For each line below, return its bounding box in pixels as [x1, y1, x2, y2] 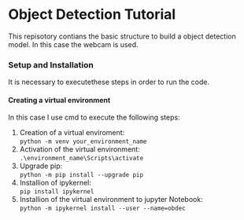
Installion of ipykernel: [19, 178, 92, 188]
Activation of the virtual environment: [19, 145, 140, 154]
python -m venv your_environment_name [19, 137, 147, 146]
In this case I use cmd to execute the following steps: [8, 112, 180, 123]
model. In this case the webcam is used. [8, 39, 139, 49]
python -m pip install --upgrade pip [19, 171, 144, 179]
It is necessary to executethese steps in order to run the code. [8, 77, 210, 87]
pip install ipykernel [19, 188, 94, 196]
